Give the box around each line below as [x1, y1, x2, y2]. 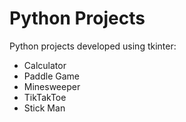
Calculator [23, 59, 67, 71]
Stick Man [23, 102, 66, 114]
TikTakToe [23, 91, 67, 103]
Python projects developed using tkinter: [9, 40, 177, 52]
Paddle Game [23, 70, 80, 82]
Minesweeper [23, 80, 81, 92]
